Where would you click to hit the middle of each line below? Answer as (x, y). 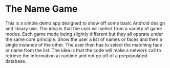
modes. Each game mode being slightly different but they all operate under (84, 34)
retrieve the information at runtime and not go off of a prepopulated (76, 55)
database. (16, 61)
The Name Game (41, 9)
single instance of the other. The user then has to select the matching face (84, 44)
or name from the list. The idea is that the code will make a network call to (83, 50)
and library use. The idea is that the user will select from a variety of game (84, 28)
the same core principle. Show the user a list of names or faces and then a (84, 39)
